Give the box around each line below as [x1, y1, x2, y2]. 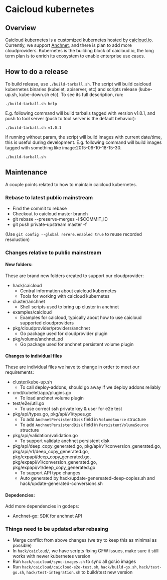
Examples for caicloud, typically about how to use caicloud [20, 314, 142, 320]
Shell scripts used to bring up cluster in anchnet [20, 304, 119, 310]
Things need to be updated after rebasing [5, 526, 109, 533]
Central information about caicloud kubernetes [20, 288, 117, 294]
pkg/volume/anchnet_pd [12, 336, 63, 342]
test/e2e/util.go [12, 400, 44, 406]
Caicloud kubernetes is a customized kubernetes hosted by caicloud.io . [5, 37, 153, 43]
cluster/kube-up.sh [12, 379, 52, 385]
